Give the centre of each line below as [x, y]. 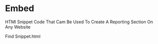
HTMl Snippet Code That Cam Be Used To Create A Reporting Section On [79, 22]
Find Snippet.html [23, 36]
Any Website [18, 27]
